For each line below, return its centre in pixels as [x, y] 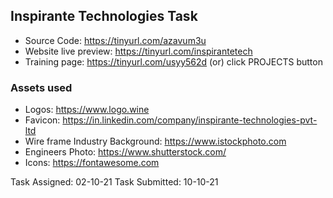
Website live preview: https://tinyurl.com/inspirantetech [138, 51]
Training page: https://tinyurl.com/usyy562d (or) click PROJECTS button [173, 61]
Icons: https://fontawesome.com [92, 163]
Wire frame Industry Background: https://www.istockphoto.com [155, 141]
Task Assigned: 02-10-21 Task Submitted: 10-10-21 [114, 182]
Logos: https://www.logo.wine [87, 110]
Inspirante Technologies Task [104, 16]
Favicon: [42, 120]
